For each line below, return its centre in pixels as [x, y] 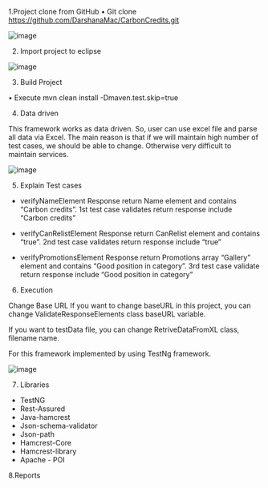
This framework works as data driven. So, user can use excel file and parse [133, 129]
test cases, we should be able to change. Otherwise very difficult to [120, 146]
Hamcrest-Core [46, 443]
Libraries [35, 385]
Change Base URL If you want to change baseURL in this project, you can [130, 305]
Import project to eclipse [61, 51]
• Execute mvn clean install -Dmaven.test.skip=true [93, 98]
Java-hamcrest [45, 417]
